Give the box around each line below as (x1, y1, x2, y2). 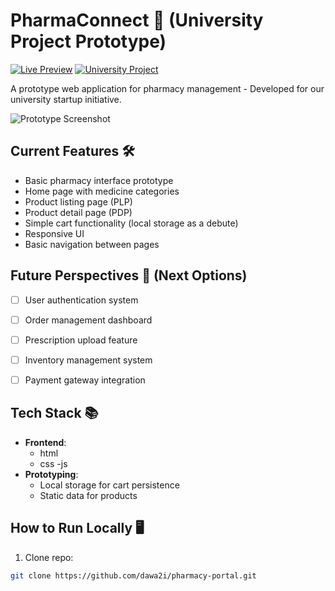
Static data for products (39, 489, 138, 501)
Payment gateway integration (24, 374, 146, 386)
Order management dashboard (24, 314, 153, 326)
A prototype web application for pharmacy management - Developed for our (10, 82, 325, 94)
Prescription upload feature (24, 334, 138, 346)
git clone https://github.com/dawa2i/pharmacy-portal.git (10, 570, 257, 581)
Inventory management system (24, 354, 153, 366)
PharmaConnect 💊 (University (10, 9, 264, 32)
